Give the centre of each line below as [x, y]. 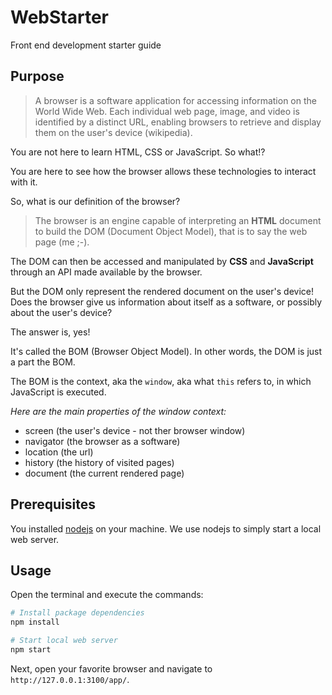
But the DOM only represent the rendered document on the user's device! [162, 291]
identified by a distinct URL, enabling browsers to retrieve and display [178, 122]
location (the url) [59, 452]
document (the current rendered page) [104, 473]
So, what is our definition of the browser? [95, 201]
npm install [35, 622]
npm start [31, 650]
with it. [24, 182]
